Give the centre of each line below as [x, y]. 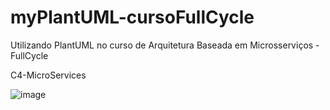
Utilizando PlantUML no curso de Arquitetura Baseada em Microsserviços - [165, 45]
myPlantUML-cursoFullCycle [132, 17]
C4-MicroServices [48, 75]
